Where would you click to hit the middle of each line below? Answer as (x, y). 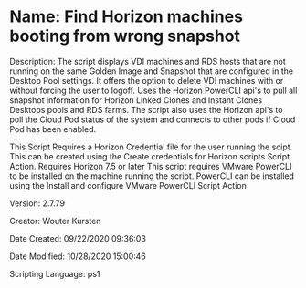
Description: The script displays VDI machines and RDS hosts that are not (148, 61)
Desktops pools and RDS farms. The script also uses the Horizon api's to (146, 109)
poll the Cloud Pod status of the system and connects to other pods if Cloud (153, 119)
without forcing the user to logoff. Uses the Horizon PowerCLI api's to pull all (153, 90)
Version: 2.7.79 (37, 203)
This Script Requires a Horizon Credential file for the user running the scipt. (151, 147)
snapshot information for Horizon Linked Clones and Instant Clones (136, 100)
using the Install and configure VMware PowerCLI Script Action (128, 185)
